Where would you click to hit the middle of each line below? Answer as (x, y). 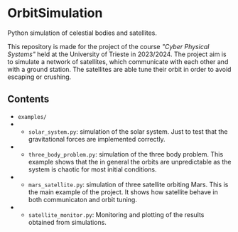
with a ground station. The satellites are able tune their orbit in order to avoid (119, 69)
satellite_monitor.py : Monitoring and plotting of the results (116, 214)
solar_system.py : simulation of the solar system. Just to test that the (128, 131)
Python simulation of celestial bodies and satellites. (82, 33)
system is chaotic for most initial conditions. (93, 169)
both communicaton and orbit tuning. (82, 199)
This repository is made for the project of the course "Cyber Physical (108, 46)
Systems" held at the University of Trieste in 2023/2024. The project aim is (117, 54)
